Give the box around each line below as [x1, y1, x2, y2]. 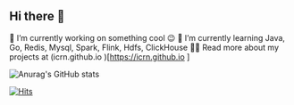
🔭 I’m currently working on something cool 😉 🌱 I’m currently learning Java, [9, 32, 286, 43]
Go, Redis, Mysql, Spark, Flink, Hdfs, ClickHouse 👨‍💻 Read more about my [9, 42, 280, 52]
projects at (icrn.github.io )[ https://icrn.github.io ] [9, 51, 190, 62]
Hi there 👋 [9, 9, 65, 24]
